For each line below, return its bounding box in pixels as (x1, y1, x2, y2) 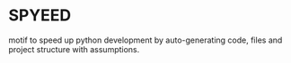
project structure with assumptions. (8, 43, 140, 54)
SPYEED (8, 5, 72, 26)
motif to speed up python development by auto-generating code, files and (8, 35, 283, 45)
